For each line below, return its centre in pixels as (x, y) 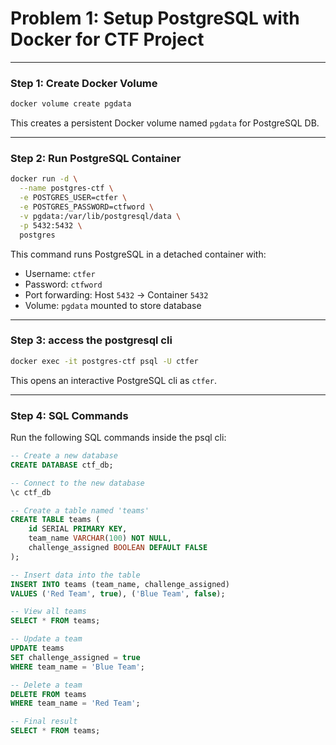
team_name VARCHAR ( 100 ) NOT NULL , (100, 538)
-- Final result (44, 722)
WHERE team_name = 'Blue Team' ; (77, 667)
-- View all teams (48, 612)
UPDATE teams (37, 648)
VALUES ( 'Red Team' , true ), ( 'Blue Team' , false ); (118, 593)
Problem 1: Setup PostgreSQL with (155, 18)
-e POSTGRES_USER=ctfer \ (73, 198)
